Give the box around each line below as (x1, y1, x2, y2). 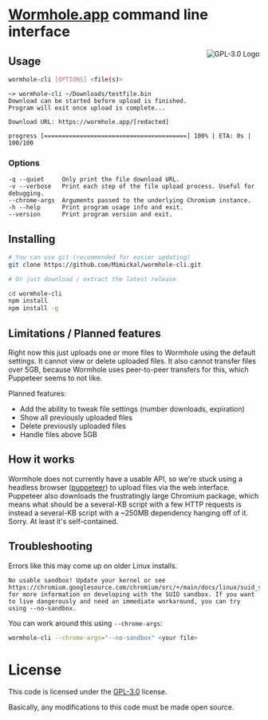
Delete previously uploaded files (19, 421, 126, 431)
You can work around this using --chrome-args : (8, 618, 163, 628)
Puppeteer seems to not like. (8, 373, 103, 383)
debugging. (8, 189, 45, 197)
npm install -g (8, 304, 59, 312)
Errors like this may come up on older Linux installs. (8, 561, 178, 571)
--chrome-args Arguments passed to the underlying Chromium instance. (8, 197, 251, 205)
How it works (8, 453, 75, 467)
